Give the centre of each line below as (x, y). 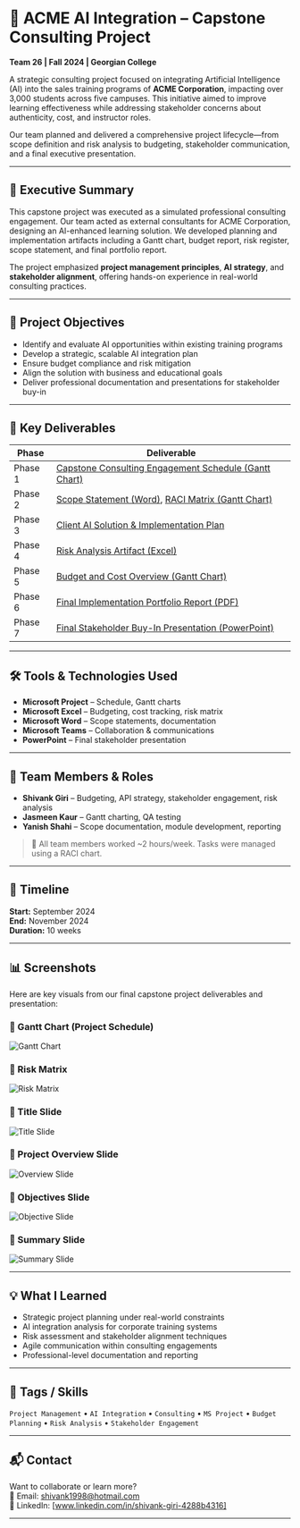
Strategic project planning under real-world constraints (123, 1317)
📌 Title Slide (36, 1112)
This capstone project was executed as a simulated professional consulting (148, 211)
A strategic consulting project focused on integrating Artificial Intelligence (145, 79)
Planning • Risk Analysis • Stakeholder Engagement (104, 1423)
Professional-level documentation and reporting (110, 1355)
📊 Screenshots (53, 968)
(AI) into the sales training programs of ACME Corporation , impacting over (146, 89)
